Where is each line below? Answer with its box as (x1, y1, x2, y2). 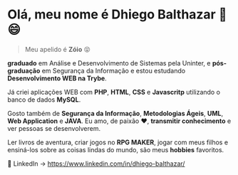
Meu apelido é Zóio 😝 (24, 45, 91, 53)
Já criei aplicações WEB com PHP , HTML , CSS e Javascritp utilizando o (7, 87, 221, 96)
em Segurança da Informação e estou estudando (41, 66, 186, 75)
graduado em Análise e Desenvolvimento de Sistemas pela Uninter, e (7, 58, 212, 67)
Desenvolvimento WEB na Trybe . (7, 74, 107, 83)
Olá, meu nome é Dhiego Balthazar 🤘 (7, 6, 227, 23)
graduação (7, 66, 41, 75)
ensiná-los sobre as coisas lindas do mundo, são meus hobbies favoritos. (7, 145, 224, 154)
